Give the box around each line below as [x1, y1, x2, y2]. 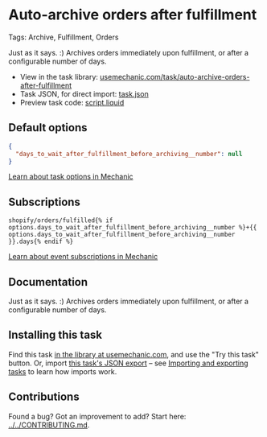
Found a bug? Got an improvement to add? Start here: [8, 411, 187, 421]
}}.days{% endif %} [8, 237, 74, 246]
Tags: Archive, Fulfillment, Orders [8, 32, 119, 42]
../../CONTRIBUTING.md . [8, 420, 90, 430]
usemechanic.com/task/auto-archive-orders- [100, 72, 250, 81]
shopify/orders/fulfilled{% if [8, 216, 113, 225]
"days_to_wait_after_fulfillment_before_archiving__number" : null [15, 150, 243, 158]
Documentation [8, 275, 88, 289]
